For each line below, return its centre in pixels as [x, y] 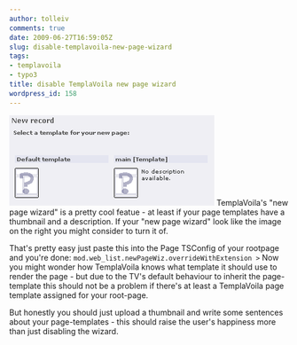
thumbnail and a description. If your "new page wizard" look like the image [145, 221]
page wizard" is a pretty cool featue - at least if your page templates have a [147, 212]
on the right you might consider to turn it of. [89, 231]
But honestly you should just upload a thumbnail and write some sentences [146, 312]
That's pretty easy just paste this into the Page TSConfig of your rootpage [144, 247]
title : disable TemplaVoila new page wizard [93, 84]
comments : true [37, 28]
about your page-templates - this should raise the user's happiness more [143, 321]
